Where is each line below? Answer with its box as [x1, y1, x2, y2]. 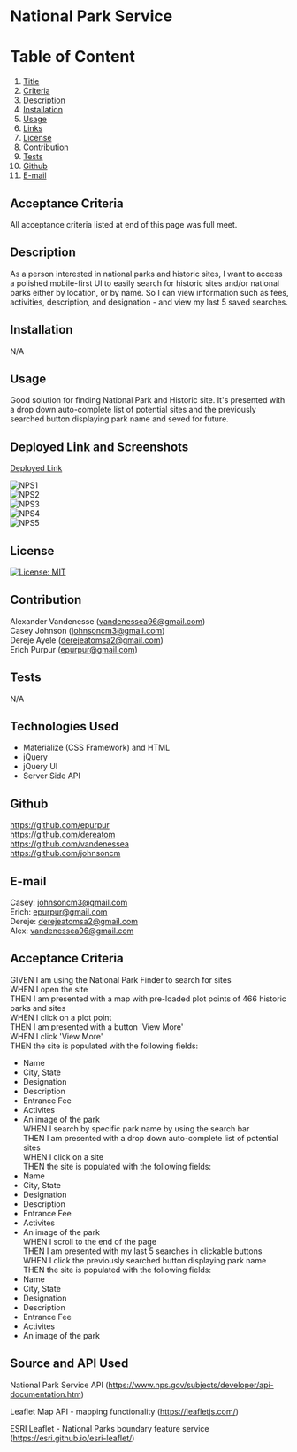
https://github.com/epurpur [10, 820, 110, 830]
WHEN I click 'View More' [10, 1031, 103, 1041]
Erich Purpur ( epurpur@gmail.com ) [10, 644, 138, 654]
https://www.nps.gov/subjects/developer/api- [108, 1379, 275, 1390]
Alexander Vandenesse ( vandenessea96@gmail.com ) [10, 615, 206, 626]
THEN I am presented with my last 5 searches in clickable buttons [22, 1246, 263, 1256]
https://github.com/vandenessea [10, 838, 129, 849]
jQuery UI [22, 761, 58, 772]
